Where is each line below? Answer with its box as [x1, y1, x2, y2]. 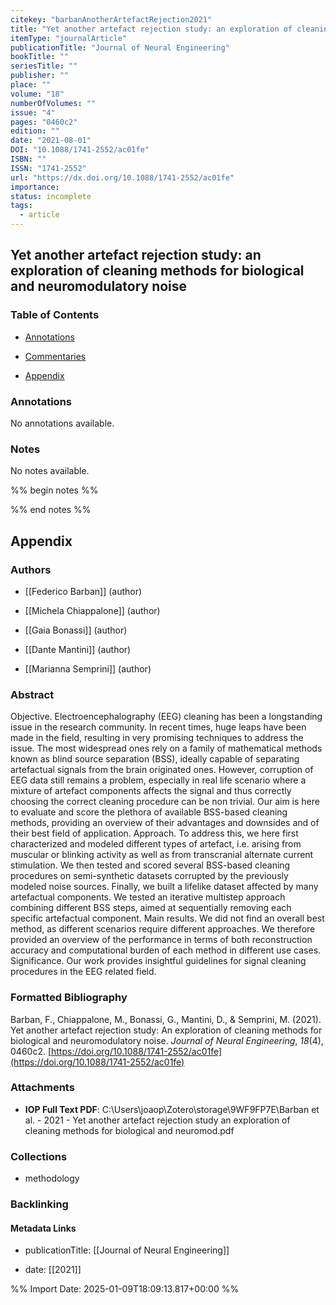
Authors [10, 562, 52, 576]
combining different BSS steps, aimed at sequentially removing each [10, 902, 292, 914]
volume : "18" [10, 89, 65, 99]
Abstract [10, 687, 55, 701]
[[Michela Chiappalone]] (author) [24, 604, 161, 616]
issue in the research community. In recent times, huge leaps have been [10, 721, 307, 733]
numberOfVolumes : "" [10, 98, 97, 108]
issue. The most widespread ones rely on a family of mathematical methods [10, 742, 323, 755]
